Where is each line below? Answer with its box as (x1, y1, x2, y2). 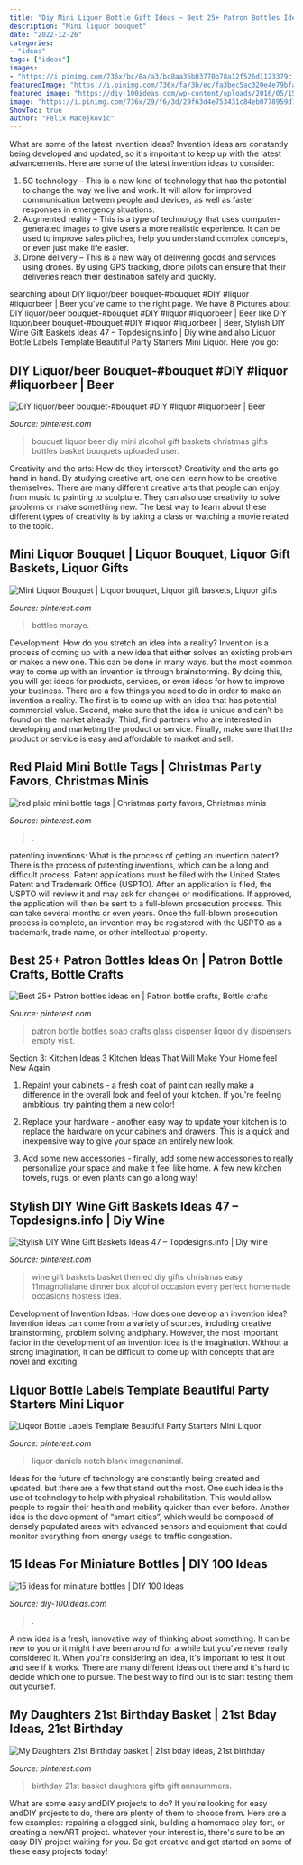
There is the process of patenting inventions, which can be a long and (9, 859, 269, 870)
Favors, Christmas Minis (9, 774, 149, 789)
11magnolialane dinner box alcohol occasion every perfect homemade (31, 1281, 291, 1292)
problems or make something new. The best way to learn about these (9, 501, 267, 512)
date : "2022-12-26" (9, 30, 83, 39)
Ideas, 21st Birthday (9, 1721, 124, 1737)
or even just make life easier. (22, 243, 129, 254)
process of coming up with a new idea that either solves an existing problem (9, 646, 293, 657)
